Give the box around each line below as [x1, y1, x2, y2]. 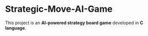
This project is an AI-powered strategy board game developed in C [5, 20, 144, 26]
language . [5, 25, 26, 31]
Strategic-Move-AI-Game [5, 3, 113, 15]
